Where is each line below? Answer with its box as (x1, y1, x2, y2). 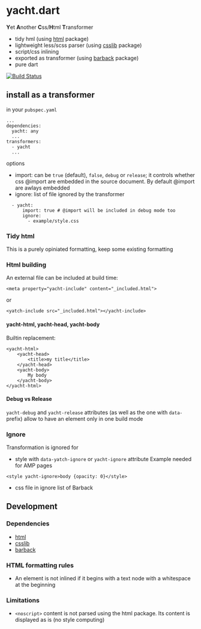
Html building (6, 260, 47, 268)
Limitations (6, 596, 40, 604)
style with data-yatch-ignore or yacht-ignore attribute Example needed (14, 456, 192, 463)
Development (6, 501, 58, 512)
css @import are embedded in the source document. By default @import (14, 178, 195, 185)
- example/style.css (28, 218, 79, 224)
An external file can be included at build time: (6, 274, 118, 282)
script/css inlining (14, 48, 59, 55)
